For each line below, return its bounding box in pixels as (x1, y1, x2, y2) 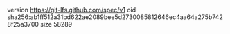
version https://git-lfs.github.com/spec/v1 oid (7, 6, 136, 14)
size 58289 (40, 20, 73, 28)
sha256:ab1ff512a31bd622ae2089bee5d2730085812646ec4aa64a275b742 (7, 13, 223, 21)
